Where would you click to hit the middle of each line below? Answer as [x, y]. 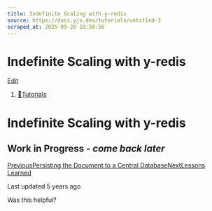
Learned [19, 173]
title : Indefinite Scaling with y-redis [67, 14]
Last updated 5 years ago [44, 186]
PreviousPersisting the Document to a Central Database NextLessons [106, 165]
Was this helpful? [32, 200]
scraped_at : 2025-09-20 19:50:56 [56, 27]
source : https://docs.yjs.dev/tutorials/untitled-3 [84, 20]
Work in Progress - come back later [86, 148]
